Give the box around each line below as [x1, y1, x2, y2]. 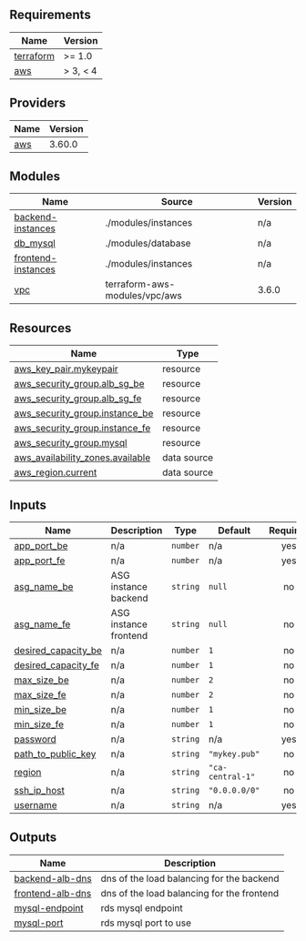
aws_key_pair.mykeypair [14, 363, 118, 376]
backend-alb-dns [14, 872, 93, 885]
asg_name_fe [14, 618, 71, 631]
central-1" [208, 772, 256, 782]
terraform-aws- [105, 278, 176, 290]
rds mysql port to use [100, 916, 192, 929]
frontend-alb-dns [14, 886, 92, 899]
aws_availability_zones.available [14, 451, 151, 464]
